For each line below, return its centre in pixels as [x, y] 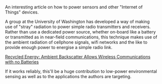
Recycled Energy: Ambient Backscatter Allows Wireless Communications [78, 57]
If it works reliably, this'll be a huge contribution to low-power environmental [81, 71]
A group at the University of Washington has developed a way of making [77, 22]
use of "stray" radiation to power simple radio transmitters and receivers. [78, 27]
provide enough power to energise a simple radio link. [59, 47]
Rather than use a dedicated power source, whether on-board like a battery [81, 32]
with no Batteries [22, 62]
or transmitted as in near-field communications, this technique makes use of [81, 37]
